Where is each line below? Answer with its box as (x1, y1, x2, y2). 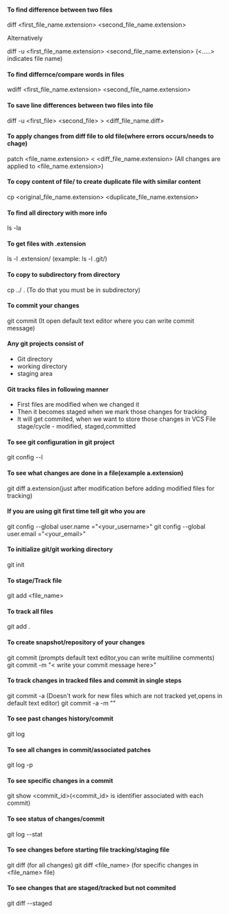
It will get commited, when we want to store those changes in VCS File (16, 415, 216, 423)
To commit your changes (7, 302, 80, 310)
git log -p (7, 761, 33, 769)
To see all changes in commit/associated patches (7, 745, 151, 754)
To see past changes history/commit (7, 714, 114, 723)
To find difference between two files (7, 5, 113, 14)
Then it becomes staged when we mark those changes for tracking (16, 408, 207, 416)
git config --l (7, 453, 43, 461)
